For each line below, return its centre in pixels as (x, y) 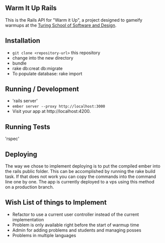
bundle (19, 63)
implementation (28, 219)
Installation (23, 41)
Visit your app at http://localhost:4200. (51, 111)
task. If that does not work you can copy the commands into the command (81, 176)
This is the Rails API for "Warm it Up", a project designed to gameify (74, 20)
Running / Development (42, 89)
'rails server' (25, 101)
